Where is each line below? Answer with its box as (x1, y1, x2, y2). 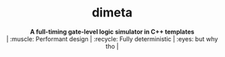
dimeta (92, 5, 133, 21)
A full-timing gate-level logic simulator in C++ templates (30, 27, 195, 36)
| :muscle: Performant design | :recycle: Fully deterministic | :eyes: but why (6, 34, 218, 43)
